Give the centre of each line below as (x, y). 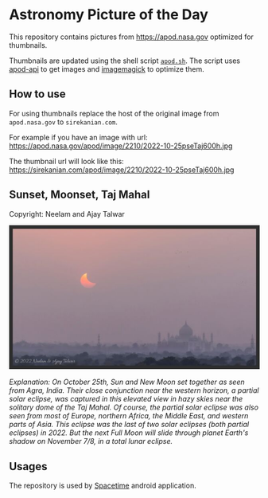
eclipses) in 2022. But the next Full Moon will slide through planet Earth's (129, 433)
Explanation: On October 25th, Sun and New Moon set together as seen (127, 382)
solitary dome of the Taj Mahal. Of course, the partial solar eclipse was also (134, 407)
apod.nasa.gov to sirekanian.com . (64, 122)
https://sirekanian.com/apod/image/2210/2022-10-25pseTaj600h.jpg (122, 170)
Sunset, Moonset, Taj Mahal (80, 195)
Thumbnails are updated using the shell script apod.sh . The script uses (125, 61)
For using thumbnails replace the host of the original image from (114, 113)
